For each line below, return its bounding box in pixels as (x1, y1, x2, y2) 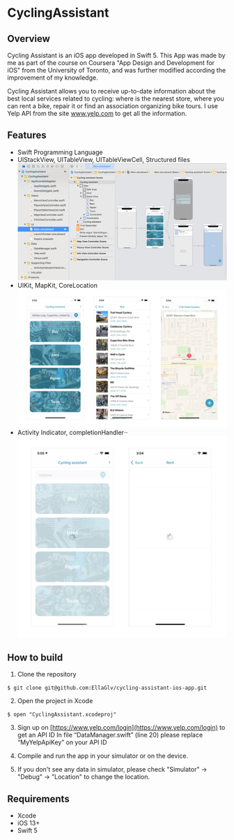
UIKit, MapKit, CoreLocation (17, 281, 97, 289)
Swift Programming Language (17, 148, 103, 156)
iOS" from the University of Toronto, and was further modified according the (7, 66, 226, 74)
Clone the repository (17, 670, 77, 679)
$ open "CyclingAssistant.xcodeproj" (7, 711, 117, 719)
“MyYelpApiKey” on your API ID (17, 738, 107, 746)
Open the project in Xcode (17, 697, 93, 705)
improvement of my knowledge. (7, 73, 99, 82)
